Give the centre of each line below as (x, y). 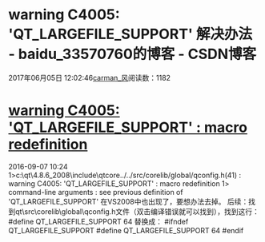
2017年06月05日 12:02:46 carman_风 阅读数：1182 (89, 77)
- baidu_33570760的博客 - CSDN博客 (132, 54)
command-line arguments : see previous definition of (96, 192)
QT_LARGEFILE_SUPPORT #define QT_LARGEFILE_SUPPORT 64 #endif (126, 230)
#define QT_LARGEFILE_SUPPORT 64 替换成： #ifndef (98, 221)
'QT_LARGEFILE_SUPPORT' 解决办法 (130, 34)
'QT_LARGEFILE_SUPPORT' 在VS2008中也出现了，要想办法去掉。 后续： (128, 201)
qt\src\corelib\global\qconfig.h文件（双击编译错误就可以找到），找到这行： (137, 211)
